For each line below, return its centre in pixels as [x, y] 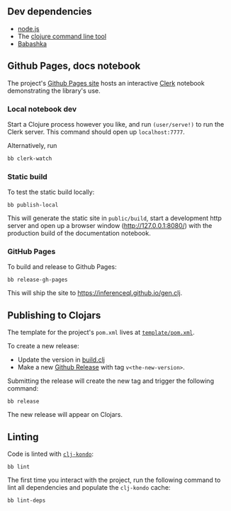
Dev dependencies [50, 12]
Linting [23, 437]
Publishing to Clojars [54, 315]
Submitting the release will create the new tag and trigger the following [111, 381]
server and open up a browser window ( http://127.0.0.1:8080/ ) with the [110, 226]
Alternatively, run [32, 145]
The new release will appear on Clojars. [65, 415]
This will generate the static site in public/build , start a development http [114, 218]
